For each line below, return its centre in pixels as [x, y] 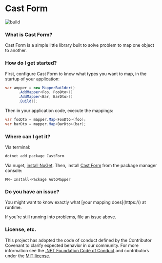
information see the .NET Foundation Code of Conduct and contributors [77, 250]
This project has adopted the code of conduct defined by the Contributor [79, 240]
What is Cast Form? [29, 35]
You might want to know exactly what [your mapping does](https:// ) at [76, 202]
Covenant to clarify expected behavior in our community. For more [72, 245]
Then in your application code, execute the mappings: [59, 111]
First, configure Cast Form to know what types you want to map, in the [76, 74]
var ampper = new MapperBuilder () [40, 88]
